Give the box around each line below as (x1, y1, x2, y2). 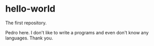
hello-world (5, 3, 56, 15)
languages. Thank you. (5, 35, 53, 41)
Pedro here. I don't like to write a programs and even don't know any (5, 29, 149, 35)
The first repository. (5, 20, 47, 26)
